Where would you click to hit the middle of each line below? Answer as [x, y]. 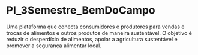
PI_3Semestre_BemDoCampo [81, 10]
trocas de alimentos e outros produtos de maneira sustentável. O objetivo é [99, 33]
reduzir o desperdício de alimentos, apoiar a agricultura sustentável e [92, 39]
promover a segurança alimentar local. [54, 46]
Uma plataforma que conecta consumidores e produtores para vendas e [95, 27]
